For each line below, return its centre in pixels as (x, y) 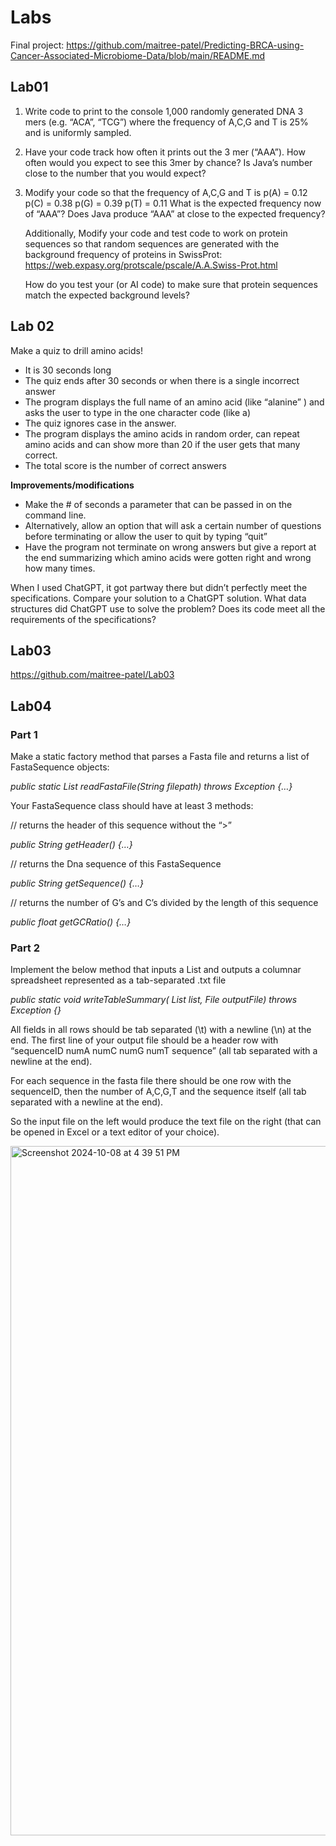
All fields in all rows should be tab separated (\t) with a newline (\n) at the (161, 1030)
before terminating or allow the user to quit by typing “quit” (146, 536)
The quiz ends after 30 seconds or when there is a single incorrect (162, 380)
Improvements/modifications (72, 485)
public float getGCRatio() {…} (71, 922)
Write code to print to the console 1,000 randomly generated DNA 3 (164, 111)
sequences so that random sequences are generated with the (152, 243)
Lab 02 (32, 326)
